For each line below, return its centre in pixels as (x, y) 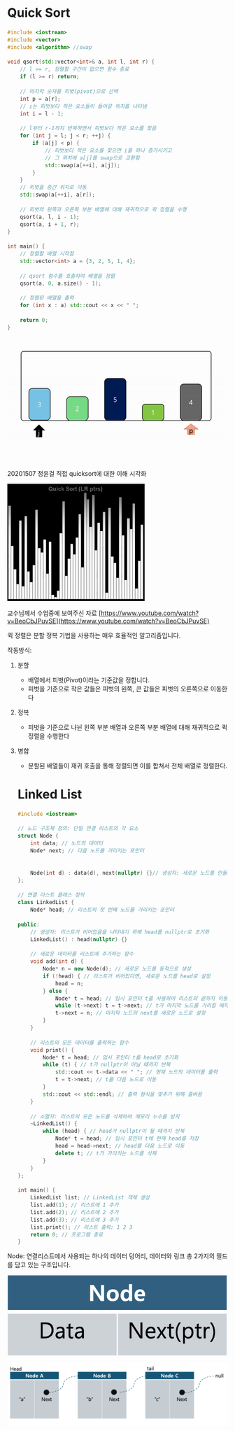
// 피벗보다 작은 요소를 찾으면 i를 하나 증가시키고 (108, 150)
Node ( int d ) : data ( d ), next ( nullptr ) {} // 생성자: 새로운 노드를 (122, 873)
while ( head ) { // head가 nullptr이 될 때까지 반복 (114, 1132)
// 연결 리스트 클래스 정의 (51, 895)
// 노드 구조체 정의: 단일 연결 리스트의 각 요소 (78, 829)
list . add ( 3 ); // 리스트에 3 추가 (74, 1220)
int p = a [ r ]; (40, 99)
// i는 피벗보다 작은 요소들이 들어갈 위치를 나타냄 (84, 106)
